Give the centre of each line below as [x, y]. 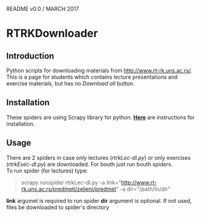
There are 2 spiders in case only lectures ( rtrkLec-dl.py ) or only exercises [99, 157]
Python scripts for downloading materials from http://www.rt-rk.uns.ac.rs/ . [99, 70]
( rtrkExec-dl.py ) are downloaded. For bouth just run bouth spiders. [90, 164]
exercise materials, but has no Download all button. [70, 84]
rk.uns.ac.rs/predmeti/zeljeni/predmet [69, 189]
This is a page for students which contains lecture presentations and [92, 77]
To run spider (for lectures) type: [47, 171]
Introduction [30, 56]
